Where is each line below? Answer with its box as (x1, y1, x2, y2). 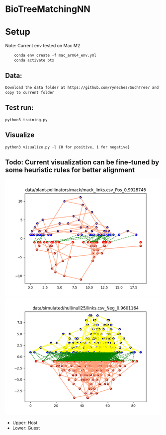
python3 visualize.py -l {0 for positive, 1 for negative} (5, 145, 130, 149)
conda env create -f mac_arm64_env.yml (14, 53, 97, 58)
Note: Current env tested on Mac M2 (5, 43, 81, 49)
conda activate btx (14, 58, 55, 63)
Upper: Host (12, 420, 38, 426)
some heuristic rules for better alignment (5, 165, 135, 174)
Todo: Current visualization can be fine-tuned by (5, 158, 160, 166)
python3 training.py (5, 117, 48, 122)
